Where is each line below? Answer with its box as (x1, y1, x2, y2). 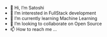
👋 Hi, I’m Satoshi (10, 5, 44, 10)
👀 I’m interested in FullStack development (10, 10, 96, 16)
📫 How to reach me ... (10, 26, 57, 32)
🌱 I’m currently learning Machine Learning (10, 15, 97, 21)
